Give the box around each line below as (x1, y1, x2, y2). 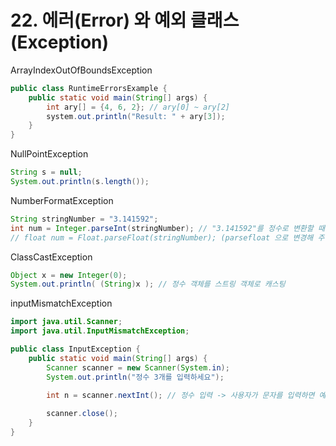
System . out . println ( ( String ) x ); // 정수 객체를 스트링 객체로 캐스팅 (10, 279, 286, 290)
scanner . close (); (46, 409, 118, 419)
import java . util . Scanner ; (10, 317, 123, 327)
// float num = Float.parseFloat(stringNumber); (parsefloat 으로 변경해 (10, 232, 314, 243)
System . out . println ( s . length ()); (10, 177, 150, 187)
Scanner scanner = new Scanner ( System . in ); (46, 362, 230, 373)
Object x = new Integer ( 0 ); (10, 270, 128, 280)
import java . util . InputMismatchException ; (10, 326, 190, 336)
